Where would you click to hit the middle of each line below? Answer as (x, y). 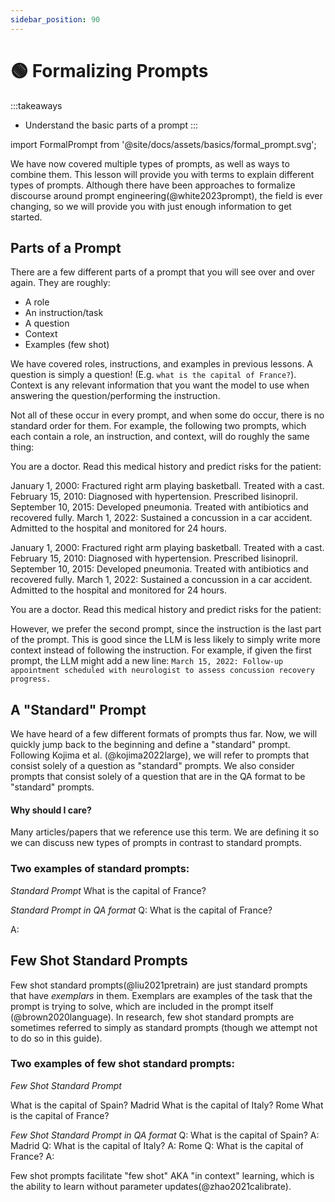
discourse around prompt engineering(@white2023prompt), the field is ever (166, 195)
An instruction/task (64, 313)
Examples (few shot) (67, 345)
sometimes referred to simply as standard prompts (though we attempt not (164, 1027)
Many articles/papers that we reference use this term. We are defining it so (165, 832)
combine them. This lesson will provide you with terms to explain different (162, 174)
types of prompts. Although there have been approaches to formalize (153, 185)
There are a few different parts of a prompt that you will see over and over (163, 272)
